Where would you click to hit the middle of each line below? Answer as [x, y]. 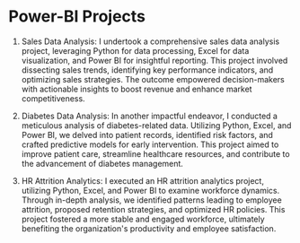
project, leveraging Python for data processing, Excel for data [135, 50]
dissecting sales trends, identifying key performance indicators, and [147, 70]
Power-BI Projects [77, 17]
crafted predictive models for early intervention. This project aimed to [150, 144]
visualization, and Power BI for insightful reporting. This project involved [154, 60]
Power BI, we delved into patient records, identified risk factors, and [147, 135]
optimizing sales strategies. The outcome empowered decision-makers [153, 79]
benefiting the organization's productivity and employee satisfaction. [149, 228]
